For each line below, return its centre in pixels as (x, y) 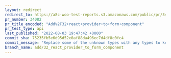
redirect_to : (19, 15)
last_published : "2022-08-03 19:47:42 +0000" (54, 33)
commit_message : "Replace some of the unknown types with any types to (82, 43)
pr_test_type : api (24, 29)
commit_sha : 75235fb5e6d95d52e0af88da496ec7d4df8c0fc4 (64, 38)
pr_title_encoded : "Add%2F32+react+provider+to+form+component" (75, 24)
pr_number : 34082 (23, 19)
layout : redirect (23, 10)
